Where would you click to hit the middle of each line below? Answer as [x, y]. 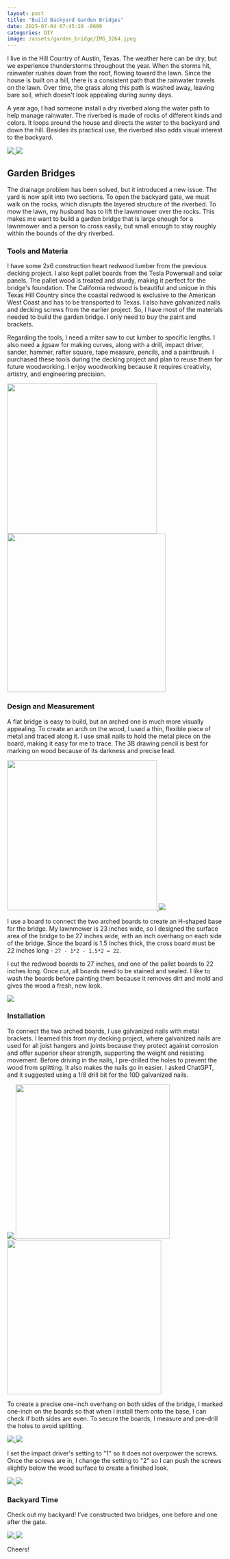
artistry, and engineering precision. [56, 374]
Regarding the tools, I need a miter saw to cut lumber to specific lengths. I [111, 337]
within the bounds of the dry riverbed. [61, 233]
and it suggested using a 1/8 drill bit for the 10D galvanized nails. [98, 1075]
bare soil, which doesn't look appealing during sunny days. [90, 95]
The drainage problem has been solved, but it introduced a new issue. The [112, 189]
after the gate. [27, 1522]
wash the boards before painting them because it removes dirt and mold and [115, 978]
